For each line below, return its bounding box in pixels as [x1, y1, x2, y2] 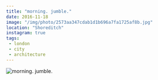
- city [8, 46, 25, 52]
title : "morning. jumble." [6, 8, 72, 14]
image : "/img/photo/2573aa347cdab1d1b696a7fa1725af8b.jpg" [6, 19, 153, 25]
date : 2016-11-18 [6, 14, 49, 20]
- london [8, 41, 30, 47]
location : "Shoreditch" [6, 24, 64, 31]
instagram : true [6, 30, 46, 36]
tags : [6, 35, 19, 41]
